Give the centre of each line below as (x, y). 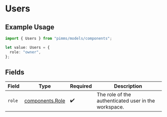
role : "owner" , (25, 52)
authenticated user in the (126, 101)
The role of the (114, 95)
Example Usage (30, 27)
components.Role (45, 101)
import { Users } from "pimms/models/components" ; (59, 38)
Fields (15, 72)
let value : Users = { (28, 47)
